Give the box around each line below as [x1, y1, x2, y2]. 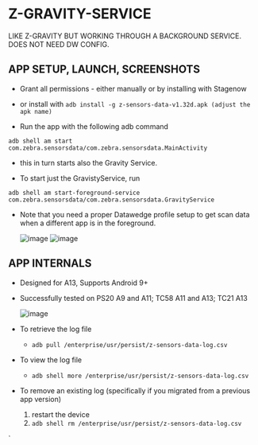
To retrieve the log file [19, 324, 92, 334]
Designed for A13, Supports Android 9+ [19, 278, 148, 287]
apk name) [19, 107, 53, 115]
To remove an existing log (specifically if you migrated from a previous [19, 385, 251, 395]
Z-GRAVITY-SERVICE [8, 5, 152, 23]
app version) [19, 394, 62, 404]
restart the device [31, 409, 90, 419]
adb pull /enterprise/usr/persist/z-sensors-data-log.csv [31, 341, 228, 349]
